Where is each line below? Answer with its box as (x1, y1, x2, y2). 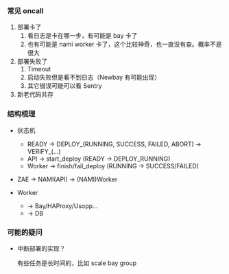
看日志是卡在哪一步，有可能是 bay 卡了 (27, 32, 138, 40)
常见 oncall (7, 5, 44, 15)
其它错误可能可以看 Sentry (27, 82, 102, 90)
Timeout (27, 65, 51, 73)
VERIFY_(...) (27, 147, 61, 155)
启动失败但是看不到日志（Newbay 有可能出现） (27, 73, 161, 82)
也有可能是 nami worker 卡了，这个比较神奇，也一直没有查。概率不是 (27, 40, 223, 49)
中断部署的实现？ (16, 244, 66, 252)
